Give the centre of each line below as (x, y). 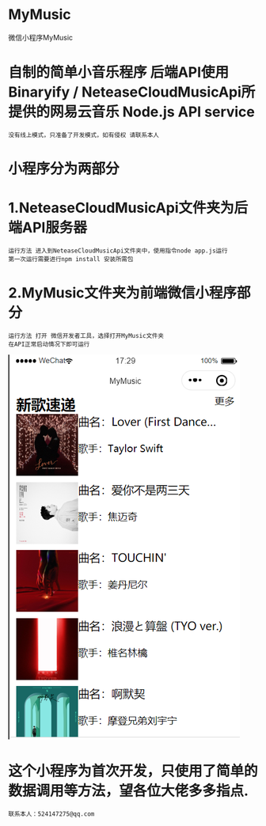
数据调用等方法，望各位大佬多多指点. (129, 791)
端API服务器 (47, 228)
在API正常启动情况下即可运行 (49, 344)
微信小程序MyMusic (41, 37)
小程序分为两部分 (64, 169)
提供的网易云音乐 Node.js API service (131, 112)
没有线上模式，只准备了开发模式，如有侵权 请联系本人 (84, 135)
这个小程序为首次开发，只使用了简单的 (133, 771)
